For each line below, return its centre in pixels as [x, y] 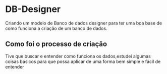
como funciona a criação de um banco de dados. [56, 28]
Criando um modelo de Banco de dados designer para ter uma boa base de [84, 23]
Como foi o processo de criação [56, 44]
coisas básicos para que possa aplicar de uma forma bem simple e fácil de [83, 61]
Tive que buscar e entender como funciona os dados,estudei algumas [78, 56]
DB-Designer [33, 9]
